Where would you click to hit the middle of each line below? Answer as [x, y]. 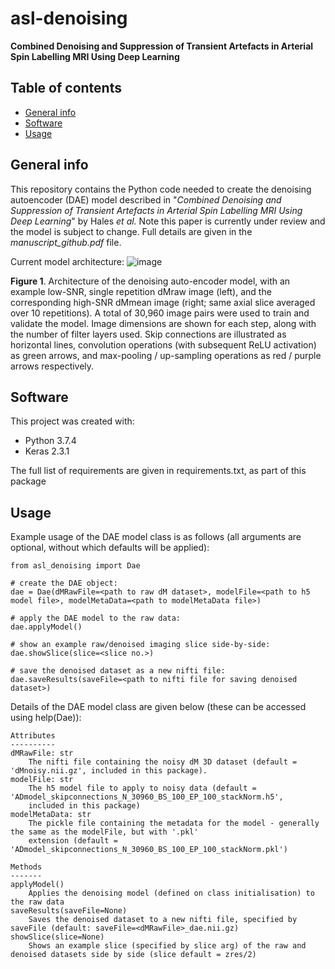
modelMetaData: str [51, 815]
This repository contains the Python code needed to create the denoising [161, 189]
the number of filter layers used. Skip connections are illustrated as [148, 334]
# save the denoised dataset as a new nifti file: [118, 671]
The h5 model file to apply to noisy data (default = [142, 788]
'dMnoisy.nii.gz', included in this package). [109, 771]
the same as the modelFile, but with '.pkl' [104, 832]
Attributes [33, 736]
